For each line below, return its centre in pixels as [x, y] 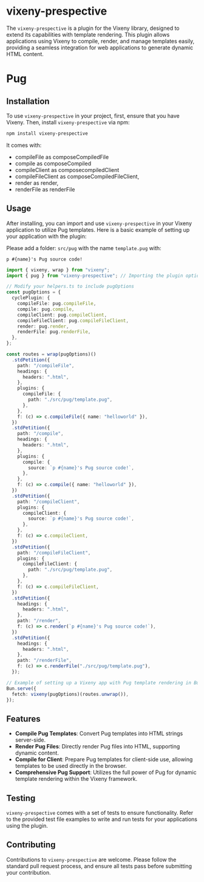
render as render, [37, 183]
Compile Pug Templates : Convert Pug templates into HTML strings [99, 734]
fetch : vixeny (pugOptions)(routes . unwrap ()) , [70, 694]
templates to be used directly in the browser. [71, 766]
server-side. [30, 740]
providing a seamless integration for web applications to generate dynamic [100, 48]
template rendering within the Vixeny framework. [76, 779]
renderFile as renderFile [45, 189]
